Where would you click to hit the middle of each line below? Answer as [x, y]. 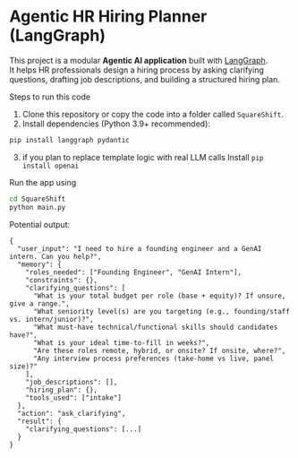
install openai [51, 166]
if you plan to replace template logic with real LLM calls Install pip [143, 157]
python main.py [38, 207]
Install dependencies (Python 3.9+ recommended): [116, 124]
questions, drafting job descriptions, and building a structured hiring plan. [145, 79]
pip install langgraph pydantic [69, 140]
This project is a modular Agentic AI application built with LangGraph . [139, 60]
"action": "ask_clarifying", [72, 413]
